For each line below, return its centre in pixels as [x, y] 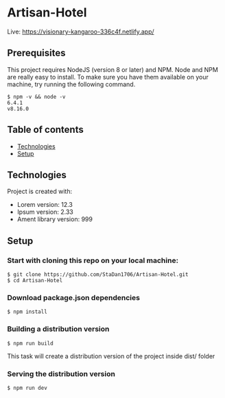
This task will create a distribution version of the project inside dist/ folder [111, 356]
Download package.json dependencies [74, 297]
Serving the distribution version [61, 373]
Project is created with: [40, 191]
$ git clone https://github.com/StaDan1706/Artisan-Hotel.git [98, 275]
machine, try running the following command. [71, 84]
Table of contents [45, 130]
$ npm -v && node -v [37, 97]
